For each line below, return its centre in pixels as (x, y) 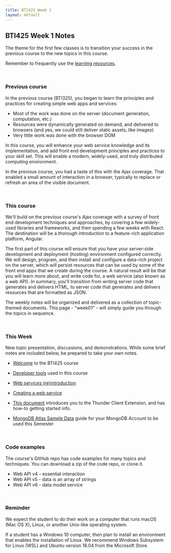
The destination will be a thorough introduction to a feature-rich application (85, 233)
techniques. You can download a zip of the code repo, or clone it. (74, 464)
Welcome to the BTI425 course (45, 363)
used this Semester (33, 424)
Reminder (18, 508)
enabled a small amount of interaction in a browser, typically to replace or (83, 177)
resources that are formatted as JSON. (46, 292)
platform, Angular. (24, 238)
